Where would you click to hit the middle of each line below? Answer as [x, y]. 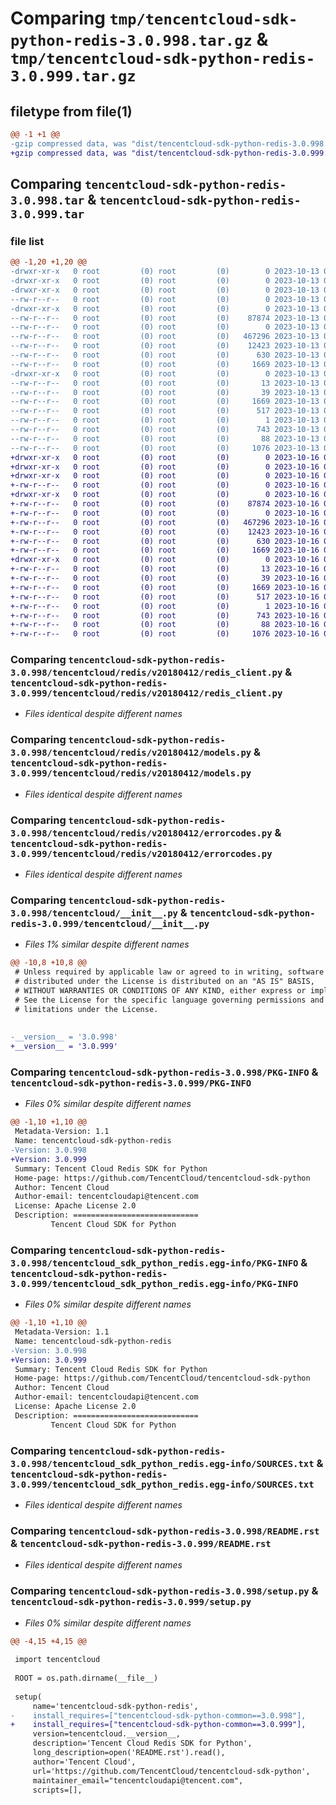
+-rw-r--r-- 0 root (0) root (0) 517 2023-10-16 [165, 597]
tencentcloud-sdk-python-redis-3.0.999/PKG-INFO [131, 1083]
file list [27, 241]
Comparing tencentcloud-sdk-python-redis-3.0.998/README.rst [165, 1530]
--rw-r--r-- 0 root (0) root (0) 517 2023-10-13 [165, 411]
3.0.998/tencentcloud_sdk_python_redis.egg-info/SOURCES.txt [162, 1463]
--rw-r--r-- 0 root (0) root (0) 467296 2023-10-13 [165, 337]
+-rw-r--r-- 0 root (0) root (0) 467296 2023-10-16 [165, 522]
